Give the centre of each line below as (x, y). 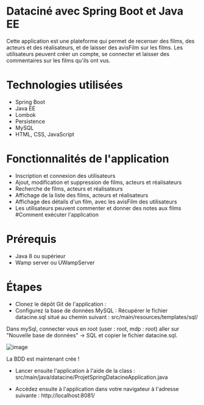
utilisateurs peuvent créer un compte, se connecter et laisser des (88, 54)
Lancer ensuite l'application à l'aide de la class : (75, 370)
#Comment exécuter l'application (57, 214)
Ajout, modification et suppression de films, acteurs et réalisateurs (98, 182)
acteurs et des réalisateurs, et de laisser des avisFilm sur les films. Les (95, 48)
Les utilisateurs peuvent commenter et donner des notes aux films (98, 208)
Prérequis (31, 239)
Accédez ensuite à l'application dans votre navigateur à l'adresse (97, 389)
